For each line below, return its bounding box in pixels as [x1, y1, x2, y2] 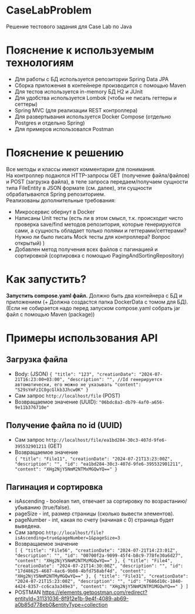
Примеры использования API [6, 331, 158, 345]
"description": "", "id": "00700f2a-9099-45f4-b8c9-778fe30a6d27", [14, 553, 183, 559]
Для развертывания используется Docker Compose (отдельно [14, 113, 172, 120]
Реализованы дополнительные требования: [6, 196, 116, 203]
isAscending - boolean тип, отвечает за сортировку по [14, 498, 151, 505]
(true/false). [42, 504, 71, 511]
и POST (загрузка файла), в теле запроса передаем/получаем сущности [6, 178, 189, 185]
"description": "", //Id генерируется [67, 376, 163, 382]
